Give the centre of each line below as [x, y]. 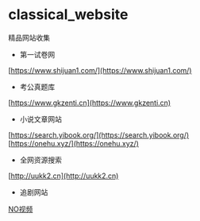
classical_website [68, 15]
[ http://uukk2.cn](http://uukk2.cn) [63, 176]
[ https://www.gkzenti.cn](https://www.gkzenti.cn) [90, 103]
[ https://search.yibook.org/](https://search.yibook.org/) [99, 135]
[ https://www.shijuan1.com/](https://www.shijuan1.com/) [100, 70]
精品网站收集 [29, 37]
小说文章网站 [40, 119]
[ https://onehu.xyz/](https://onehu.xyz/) [73, 143]
